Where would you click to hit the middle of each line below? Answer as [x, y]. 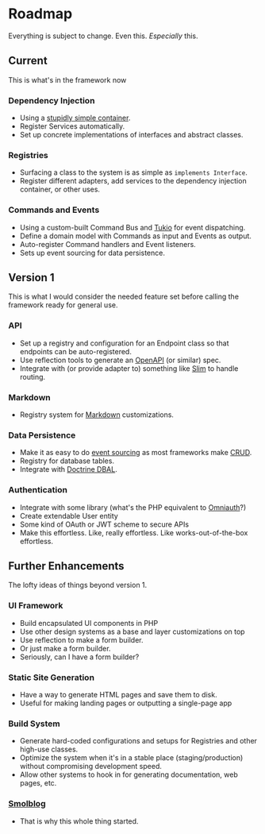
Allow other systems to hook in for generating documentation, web [129, 774]
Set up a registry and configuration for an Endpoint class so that [124, 343]
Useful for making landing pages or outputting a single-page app [126, 703]
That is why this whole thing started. [79, 821]
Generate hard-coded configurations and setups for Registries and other [138, 741]
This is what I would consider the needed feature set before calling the [124, 297]
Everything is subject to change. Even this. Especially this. [103, 36]
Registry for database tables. [67, 461]
